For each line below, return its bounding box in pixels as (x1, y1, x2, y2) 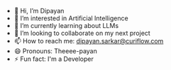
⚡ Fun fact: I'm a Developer (13, 55, 94, 63)
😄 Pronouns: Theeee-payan (13, 47, 97, 55)
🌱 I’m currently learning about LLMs (13, 22, 119, 29)
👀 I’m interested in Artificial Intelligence (13, 14, 129, 22)
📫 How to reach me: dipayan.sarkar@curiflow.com (13, 37, 164, 45)
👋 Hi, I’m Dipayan (13, 7, 65, 15)
